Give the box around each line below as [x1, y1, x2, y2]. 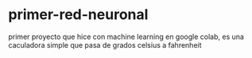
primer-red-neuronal [8, 6, 149, 24]
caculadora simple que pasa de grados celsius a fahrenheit [8, 40, 202, 49]
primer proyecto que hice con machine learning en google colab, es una [8, 32, 245, 41]
